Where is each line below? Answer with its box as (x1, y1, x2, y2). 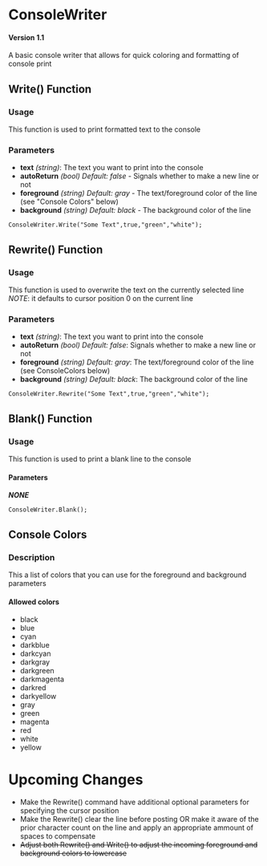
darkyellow (19, 692, 57, 701)
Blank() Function (8, 412, 93, 425)
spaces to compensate (19, 831, 96, 841)
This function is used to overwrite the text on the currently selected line (8, 285, 245, 295)
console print (8, 59, 52, 69)
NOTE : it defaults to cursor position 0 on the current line (8, 294, 194, 303)
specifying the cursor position (19, 806, 119, 815)
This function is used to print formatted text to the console (8, 124, 201, 134)
